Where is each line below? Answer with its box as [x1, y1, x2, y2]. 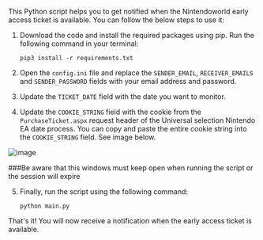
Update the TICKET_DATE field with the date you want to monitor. [19, 92, 227, 101]
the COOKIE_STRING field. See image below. [19, 132, 156, 142]
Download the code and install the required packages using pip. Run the [19, 31, 255, 40]
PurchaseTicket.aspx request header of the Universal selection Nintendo [19, 116, 256, 125]
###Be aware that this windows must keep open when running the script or [8, 163, 254, 173]
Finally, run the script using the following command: [19, 187, 188, 196]
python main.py [19, 202, 70, 210]
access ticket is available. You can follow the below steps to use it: [8, 15, 225, 25]
